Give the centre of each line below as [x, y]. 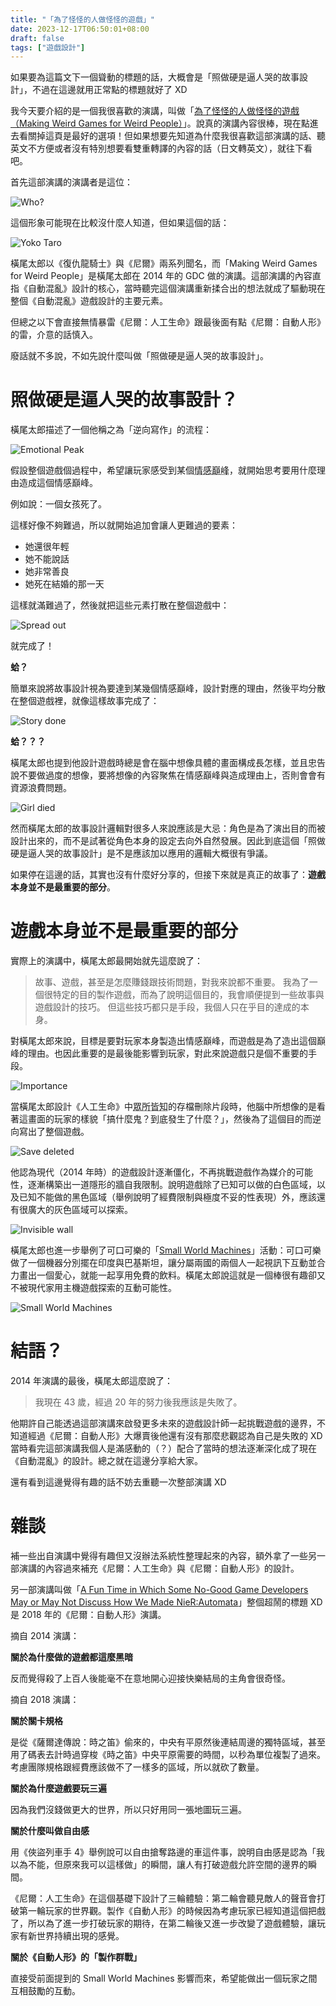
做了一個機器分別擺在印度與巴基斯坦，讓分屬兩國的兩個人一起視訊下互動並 [163, 1263]
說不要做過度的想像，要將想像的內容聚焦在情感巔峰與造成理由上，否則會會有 [168, 775]
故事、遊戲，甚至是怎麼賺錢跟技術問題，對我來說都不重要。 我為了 [172, 982]
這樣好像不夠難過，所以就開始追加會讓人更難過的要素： [124, 525]
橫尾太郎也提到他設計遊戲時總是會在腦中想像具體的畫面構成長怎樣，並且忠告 [168, 763]
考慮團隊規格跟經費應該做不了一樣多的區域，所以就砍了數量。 [137, 1767]
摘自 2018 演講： [45, 1699]
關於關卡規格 [36, 1720]
